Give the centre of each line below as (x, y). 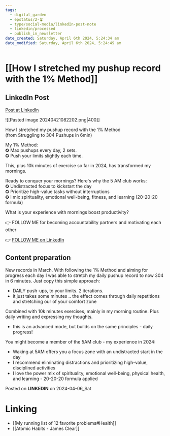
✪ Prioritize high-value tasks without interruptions (58, 192)
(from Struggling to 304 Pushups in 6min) (49, 135)
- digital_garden (28, 15)
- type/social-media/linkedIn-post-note (53, 24)
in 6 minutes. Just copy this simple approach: (53, 281)
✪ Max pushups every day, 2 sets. (41, 150)
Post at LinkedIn (22, 110)
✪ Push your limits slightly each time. (44, 155)
